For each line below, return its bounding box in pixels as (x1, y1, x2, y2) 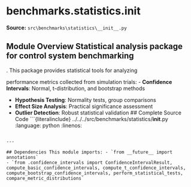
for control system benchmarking (6, 51, 134, 61)
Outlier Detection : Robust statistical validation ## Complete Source (14, 109, 181, 116)
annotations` (6, 154, 39, 160)
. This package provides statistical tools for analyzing (6, 67, 138, 74)
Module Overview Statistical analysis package (6, 41, 183, 52)
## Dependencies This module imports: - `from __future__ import (6, 149, 172, 155)
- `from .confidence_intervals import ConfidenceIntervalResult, (6, 159, 172, 165)
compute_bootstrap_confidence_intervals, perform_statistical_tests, (6, 170, 184, 176)
